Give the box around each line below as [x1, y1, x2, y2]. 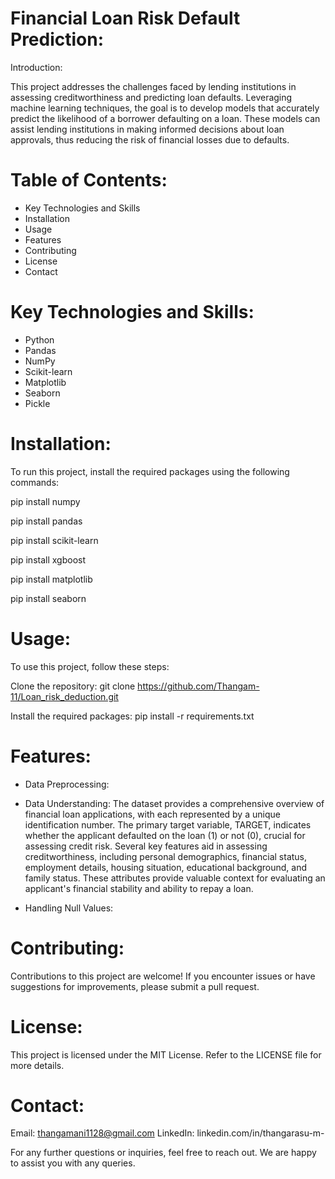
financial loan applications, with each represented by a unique [24, 808, 281, 820]
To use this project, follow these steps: [10, 660, 170, 672]
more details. [10, 1059, 65, 1071]
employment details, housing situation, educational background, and [24, 861, 307, 873]
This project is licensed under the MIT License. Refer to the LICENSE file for [10, 1048, 322, 1061]
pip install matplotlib [10, 573, 93, 585]
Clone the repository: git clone [10, 680, 136, 692]
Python [24, 333, 55, 346]
